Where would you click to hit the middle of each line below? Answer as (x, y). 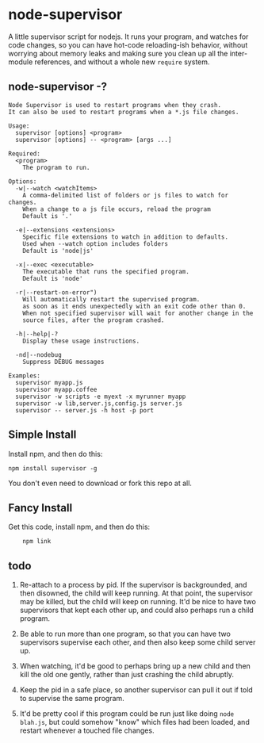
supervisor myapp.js (49, 382)
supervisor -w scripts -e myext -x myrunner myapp (101, 396)
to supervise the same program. (72, 699)
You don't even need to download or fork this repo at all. (100, 483)
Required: (25, 153)
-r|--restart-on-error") (56, 292)
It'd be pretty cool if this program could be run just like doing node (127, 714)
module (21, 62)
